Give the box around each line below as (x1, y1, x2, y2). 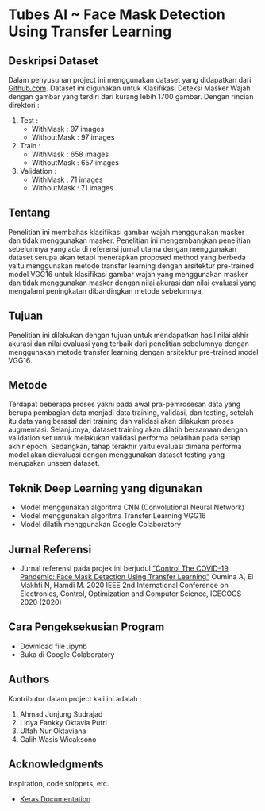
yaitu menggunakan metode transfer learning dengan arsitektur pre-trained (8, 260, 255, 271)
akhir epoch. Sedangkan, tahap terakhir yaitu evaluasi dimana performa (8, 442, 242, 452)
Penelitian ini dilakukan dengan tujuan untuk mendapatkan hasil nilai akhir (8, 330, 249, 340)
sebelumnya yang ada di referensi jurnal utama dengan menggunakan (8, 244, 237, 253)
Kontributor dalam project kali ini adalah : (8, 694, 142, 703)
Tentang (8, 206, 51, 220)
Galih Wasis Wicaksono (19, 734, 97, 744)
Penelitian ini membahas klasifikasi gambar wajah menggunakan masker (8, 227, 245, 236)
